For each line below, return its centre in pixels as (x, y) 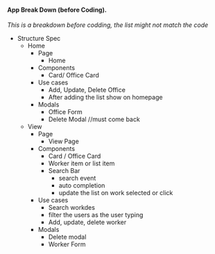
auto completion (82, 185)
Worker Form (67, 244)
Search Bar (64, 171)
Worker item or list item (81, 163)
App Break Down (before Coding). (57, 10)
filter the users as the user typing (96, 215)
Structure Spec (39, 39)
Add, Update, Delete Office (87, 90)
